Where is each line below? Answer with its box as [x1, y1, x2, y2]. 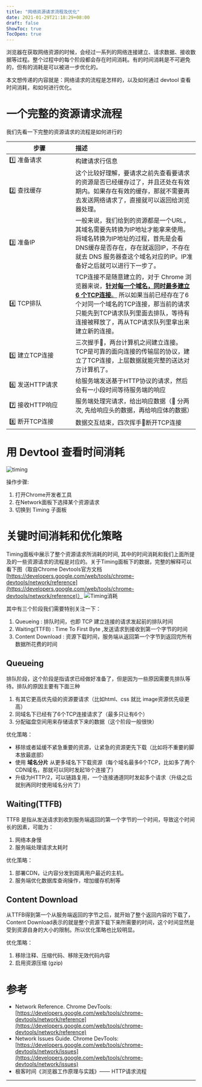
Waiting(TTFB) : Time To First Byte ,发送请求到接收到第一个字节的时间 [14, 625, 188, 632]
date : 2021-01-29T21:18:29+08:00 [6, 14, 90, 20]
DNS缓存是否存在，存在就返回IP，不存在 [75, 243, 191, 252]
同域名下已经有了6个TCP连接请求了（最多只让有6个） [14, 710, 148, 717]
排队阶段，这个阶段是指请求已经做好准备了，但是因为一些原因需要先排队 [6, 675, 185, 682]
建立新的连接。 [75, 327, 118, 335]
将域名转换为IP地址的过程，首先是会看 [75, 234, 183, 243]
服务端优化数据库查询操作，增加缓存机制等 [14, 877, 121, 884]
